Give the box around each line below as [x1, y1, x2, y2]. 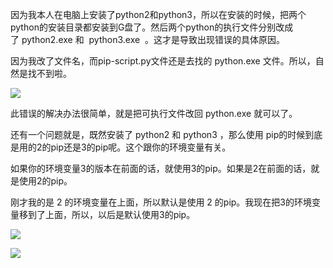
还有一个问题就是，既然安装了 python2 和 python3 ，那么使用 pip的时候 [10, 129, 306, 140]
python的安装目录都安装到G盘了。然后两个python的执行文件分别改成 [10, 21, 294, 33]
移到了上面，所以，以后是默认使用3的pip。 [18, 209, 196, 220]
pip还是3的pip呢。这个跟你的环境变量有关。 [50, 141, 232, 153]
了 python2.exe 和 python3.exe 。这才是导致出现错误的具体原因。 [10, 34, 286, 45]
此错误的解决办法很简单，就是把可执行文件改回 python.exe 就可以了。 [10, 108, 298, 119]
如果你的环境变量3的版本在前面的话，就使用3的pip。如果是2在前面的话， [10, 163, 312, 174]
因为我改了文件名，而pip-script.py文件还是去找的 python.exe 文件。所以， [10, 55, 316, 67]
